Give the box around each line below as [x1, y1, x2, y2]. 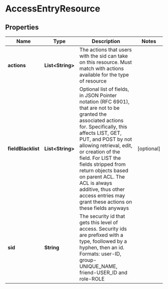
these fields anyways [79, 205, 129, 211]
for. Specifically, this [79, 123, 127, 130]
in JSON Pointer [79, 92, 117, 99]
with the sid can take [79, 53, 128, 59]
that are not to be [79, 105, 120, 111]
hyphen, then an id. [79, 244, 124, 251]
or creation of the [79, 148, 120, 155]
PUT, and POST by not [79, 136, 132, 143]
